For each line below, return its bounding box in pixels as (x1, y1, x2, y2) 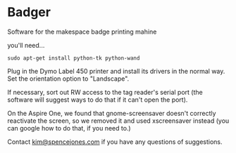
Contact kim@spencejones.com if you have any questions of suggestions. (7, 138, 223, 146)
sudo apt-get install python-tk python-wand (7, 54, 140, 62)
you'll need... (7, 41, 45, 49)
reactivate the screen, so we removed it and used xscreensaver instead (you (7, 117, 230, 125)
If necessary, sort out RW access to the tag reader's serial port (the (7, 88, 203, 96)
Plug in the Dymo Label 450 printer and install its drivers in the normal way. (7, 67, 225, 75)
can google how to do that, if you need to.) (7, 124, 132, 132)
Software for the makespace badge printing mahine (7, 27, 157, 36)
